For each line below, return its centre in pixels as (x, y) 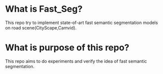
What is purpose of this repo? (67, 48)
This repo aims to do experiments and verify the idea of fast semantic (76, 61)
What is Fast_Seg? (44, 9)
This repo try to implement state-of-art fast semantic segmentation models (81, 23)
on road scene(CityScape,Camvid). (41, 27)
